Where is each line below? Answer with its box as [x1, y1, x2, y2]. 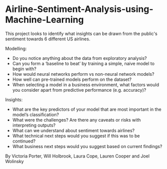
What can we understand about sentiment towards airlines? [12, 127, 135, 133]
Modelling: [5, 45, 27, 51]
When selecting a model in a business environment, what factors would [12, 81, 160, 88]
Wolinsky [5, 158, 24, 164]
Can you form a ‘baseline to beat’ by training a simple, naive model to [12, 60, 155, 66]
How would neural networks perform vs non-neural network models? [12, 71, 155, 77]
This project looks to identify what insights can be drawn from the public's [5, 30, 158, 36]
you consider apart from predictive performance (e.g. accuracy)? [12, 87, 147, 93]
